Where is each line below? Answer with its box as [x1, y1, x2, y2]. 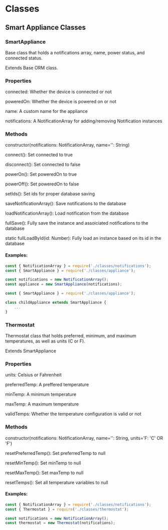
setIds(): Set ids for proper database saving [5, 191, 95, 197]
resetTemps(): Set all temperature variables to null [5, 479, 109, 485]
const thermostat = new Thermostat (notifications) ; [5, 520, 115, 525]
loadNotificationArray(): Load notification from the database [5, 210, 129, 217]
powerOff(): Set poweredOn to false [5, 181, 79, 187]
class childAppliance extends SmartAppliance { [5, 300, 107, 305]
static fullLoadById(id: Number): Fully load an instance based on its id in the [5, 235, 161, 241]
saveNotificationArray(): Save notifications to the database [5, 201, 126, 207]
